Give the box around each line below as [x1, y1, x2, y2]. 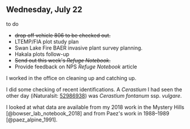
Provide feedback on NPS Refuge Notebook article [14, 63, 138, 70]
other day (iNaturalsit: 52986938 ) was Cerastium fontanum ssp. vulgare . [6, 92, 182, 99]
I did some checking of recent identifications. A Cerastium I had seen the [6, 85, 182, 93]
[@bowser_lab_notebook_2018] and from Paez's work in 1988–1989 [6, 110, 169, 117]
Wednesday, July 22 [6, 5, 83, 15]
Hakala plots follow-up [14, 50, 69, 58]
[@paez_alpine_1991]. [6, 116, 57, 123]
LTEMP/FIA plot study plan [14, 38, 79, 45]
